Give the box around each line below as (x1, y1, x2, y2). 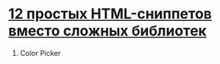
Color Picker (19, 48, 62, 58)
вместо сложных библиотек (8, 22, 207, 40)
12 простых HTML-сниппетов (8, 5, 212, 23)
